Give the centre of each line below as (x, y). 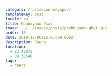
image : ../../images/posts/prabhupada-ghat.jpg (56, 28)
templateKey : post (24, 14)
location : (16, 47)
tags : (11, 61)
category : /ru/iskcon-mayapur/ (38, 10)
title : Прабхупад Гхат (29, 24)
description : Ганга (26, 42)
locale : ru (17, 19)
